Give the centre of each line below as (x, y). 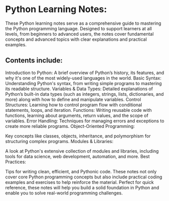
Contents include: (34, 61)
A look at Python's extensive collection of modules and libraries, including (82, 151)
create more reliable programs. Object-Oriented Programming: (70, 126)
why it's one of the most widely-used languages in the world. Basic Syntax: (83, 78)
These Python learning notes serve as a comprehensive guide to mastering (83, 23)
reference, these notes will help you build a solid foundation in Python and (82, 187)
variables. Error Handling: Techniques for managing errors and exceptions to (85, 121)
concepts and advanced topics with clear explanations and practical (76, 39)
